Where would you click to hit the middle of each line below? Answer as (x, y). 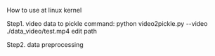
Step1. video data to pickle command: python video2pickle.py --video (107, 23)
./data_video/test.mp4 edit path (52, 31)
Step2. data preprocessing (45, 44)
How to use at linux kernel (44, 10)
